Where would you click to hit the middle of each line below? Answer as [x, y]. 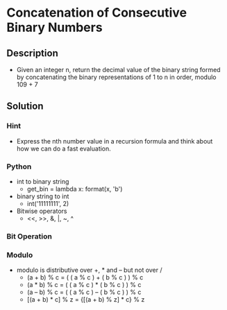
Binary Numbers [54, 27]
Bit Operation [30, 236]
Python [19, 166]
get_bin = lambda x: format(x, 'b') [75, 189]
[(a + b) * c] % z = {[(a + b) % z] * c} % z [86, 300]
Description [32, 53]
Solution [25, 106]
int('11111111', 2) [48, 203]
